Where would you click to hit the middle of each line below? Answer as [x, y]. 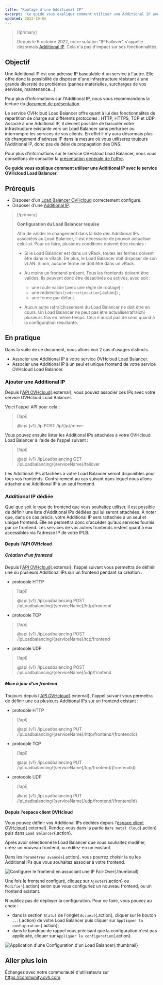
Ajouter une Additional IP [35, 382]
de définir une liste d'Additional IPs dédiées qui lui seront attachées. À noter [81, 512]
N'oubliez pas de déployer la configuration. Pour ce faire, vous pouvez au [79, 901]
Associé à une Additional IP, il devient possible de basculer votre [70, 124]
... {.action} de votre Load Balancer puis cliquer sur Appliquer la [77, 920]
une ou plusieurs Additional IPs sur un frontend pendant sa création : [74, 572]
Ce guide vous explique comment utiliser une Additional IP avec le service [81, 168]
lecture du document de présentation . [43, 104]
